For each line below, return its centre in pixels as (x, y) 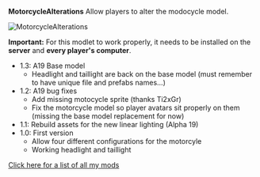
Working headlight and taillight (81, 150)
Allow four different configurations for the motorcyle (117, 141)
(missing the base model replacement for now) (108, 116)
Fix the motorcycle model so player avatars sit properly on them (136, 107)
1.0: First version (46, 133)
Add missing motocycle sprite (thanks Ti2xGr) (107, 99)
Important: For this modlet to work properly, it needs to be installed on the (130, 42)
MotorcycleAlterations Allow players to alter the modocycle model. (119, 11)
